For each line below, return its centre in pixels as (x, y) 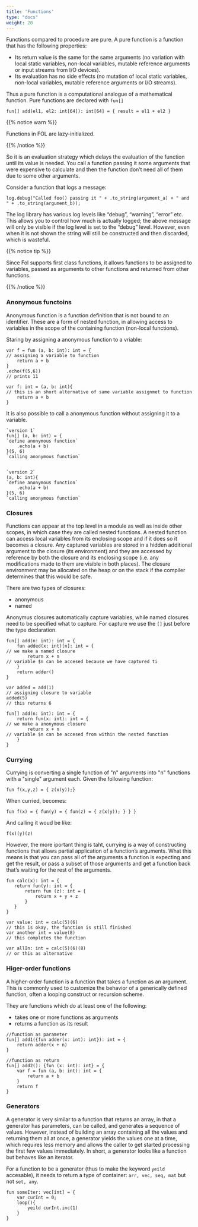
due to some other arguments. (43, 176)
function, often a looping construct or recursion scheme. (75, 994)
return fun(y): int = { (43, 886)
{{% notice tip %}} (29, 251)
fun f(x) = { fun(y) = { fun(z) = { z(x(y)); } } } (71, 812)
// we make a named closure (41, 651)
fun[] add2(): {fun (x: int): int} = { (55, 1065)
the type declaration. (32, 630)
